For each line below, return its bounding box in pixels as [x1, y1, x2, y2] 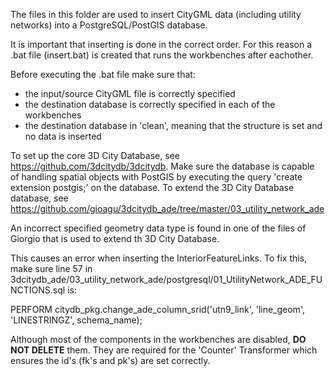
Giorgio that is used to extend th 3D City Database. [10, 233, 220, 244]
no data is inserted [24, 130, 102, 142]
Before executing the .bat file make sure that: [10, 69, 196, 80]
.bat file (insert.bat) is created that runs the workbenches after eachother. [10, 49, 314, 61]
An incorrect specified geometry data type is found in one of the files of [10, 222, 307, 234]
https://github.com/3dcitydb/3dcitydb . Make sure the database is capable [10, 160, 315, 172]
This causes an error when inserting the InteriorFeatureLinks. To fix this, [10, 252, 308, 264]
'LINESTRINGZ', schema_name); [10, 314, 143, 326]
